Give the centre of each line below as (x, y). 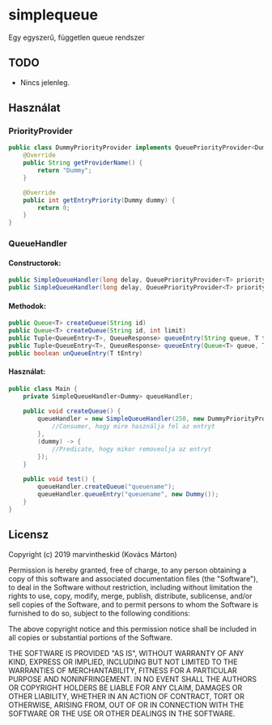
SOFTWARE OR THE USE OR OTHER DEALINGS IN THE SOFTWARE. (122, 713)
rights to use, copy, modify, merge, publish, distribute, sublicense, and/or (130, 596)
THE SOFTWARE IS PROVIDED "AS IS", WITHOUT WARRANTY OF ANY (126, 653)
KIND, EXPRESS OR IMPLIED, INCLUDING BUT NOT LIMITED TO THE (123, 662)
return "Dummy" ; (65, 171)
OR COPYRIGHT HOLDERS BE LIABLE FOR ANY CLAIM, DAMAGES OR (125, 688)
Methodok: (28, 306)
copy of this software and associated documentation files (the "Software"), (134, 578)
